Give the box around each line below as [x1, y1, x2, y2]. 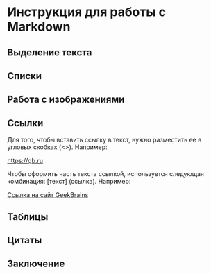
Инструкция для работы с [7, 4, 167, 20]
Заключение [7, 258, 65, 270]
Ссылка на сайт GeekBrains [7, 191, 89, 199]
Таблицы [7, 211, 49, 223]
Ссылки [7, 117, 44, 129]
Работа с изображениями [7, 94, 125, 105]
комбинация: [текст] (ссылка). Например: [7, 178, 131, 186]
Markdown [7, 19, 71, 35]
